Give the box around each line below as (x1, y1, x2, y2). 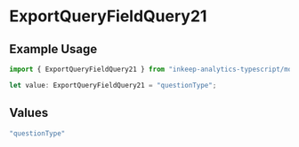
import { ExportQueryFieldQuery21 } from (9, 65, 166, 73)
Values (9, 105, 49, 120)
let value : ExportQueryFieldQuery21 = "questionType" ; (9, 81, 217, 89)
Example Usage (9, 42, 98, 57)
